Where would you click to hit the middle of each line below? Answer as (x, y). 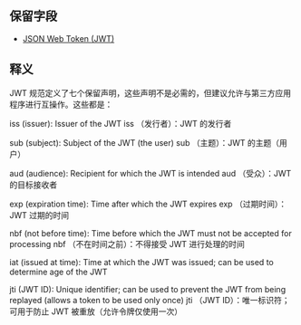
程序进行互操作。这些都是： (61, 104)
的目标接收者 (33, 185)
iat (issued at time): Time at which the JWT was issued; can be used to (141, 262)
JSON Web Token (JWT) (68, 38)
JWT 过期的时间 (39, 215)
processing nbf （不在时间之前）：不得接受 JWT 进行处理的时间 (127, 244)
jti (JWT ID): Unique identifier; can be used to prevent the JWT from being (148, 289)
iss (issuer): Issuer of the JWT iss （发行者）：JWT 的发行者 (121, 123)
